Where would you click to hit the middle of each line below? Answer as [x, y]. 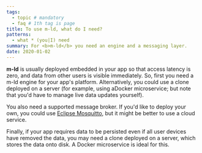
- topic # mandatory [38, 18]
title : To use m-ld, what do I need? [54, 29]
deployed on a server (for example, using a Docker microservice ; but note [99, 88]
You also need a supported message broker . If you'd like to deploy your [96, 107]
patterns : [19, 35]
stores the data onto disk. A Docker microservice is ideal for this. [88, 144]
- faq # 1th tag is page [43, 23]
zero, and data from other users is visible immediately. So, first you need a [100, 75]
